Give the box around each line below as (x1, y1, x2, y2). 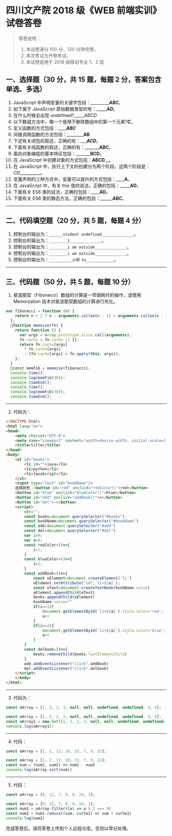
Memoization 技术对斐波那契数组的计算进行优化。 (13, 298, 118, 304)
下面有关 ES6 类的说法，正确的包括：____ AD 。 (13, 188, 111, 195)
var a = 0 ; (24, 537, 43, 543)
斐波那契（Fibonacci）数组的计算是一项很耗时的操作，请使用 (13, 292, 141, 298)
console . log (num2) (6, 816, 45, 821)
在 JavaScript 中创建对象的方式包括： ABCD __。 (13, 157, 114, 163)
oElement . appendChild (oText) (33, 590, 95, 595)
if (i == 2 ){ (33, 623, 54, 628)
